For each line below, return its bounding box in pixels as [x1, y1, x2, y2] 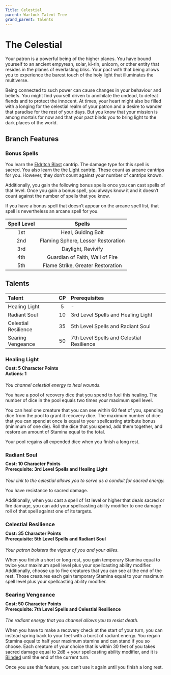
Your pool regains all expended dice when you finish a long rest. [5, 439, 140, 445]
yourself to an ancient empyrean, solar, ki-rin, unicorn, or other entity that [5, 61, 159, 67]
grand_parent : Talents [5, 17, 53, 22]
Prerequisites [71, 294, 104, 301]
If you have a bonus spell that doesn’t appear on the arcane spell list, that [5, 203, 159, 209]
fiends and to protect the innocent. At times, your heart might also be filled [5, 98, 162, 104]
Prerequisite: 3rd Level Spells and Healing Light [5, 466, 108, 472]
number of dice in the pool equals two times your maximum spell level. [5, 397, 153, 403]
